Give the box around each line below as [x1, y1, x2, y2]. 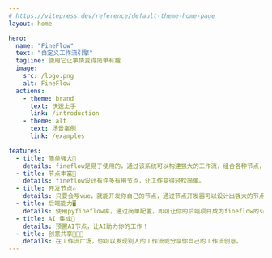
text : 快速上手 [29, 102, 77, 110]
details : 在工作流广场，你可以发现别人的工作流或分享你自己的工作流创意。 [23, 237, 243, 246]
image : [15, 64, 38, 73]
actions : [15, 87, 45, 95]
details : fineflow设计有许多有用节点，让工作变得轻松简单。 [23, 177, 206, 185]
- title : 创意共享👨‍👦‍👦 [15, 230, 83, 238]
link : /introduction [29, 110, 100, 118]
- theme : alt [23, 117, 67, 126]
